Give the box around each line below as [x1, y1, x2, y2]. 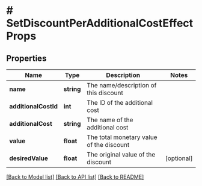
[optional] [165, 154, 193, 163]
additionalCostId [9, 102, 58, 110]
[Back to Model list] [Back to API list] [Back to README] [6, 173, 144, 181]
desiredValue [9, 154, 48, 163]
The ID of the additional [87, 99, 153, 107]
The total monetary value [87, 133, 158, 141]
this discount [87, 88, 123, 97]
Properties [6, 53, 47, 63]
